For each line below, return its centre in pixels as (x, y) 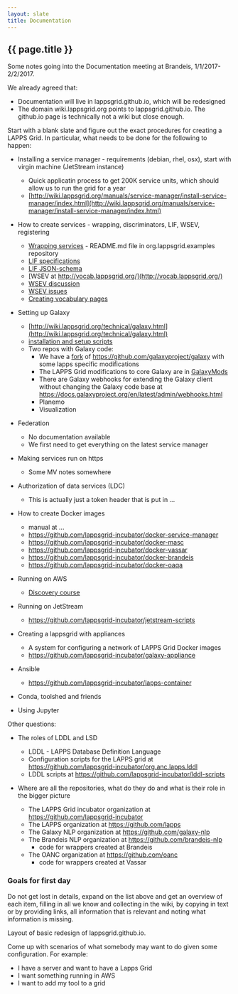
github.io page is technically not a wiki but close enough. (101, 117)
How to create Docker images (61, 513)
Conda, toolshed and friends (59, 697)
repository (43, 254)
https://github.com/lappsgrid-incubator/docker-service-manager (123, 535)
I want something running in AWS (66, 976)
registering (33, 233)
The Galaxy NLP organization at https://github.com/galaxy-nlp (119, 832)
